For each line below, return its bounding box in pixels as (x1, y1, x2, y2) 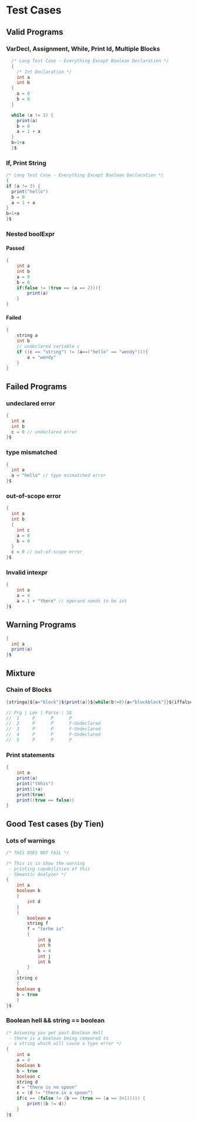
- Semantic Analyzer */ (8, 871, 67, 877)
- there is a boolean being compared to (8, 1035, 109, 1041)
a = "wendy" (27, 354, 57, 360)
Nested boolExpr (6, 230, 55, 238)
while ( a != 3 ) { (11, 112, 54, 118)
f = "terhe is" (27, 926, 64, 932)
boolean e (27, 915, 51, 921)
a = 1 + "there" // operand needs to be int (16, 598, 127, 604)
